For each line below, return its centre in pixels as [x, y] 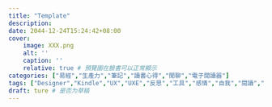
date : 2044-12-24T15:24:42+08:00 [65, 31]
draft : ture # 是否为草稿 [49, 91]
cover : [19, 38]
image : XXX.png [49, 46]
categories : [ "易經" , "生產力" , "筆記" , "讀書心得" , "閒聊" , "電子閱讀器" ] [119, 76]
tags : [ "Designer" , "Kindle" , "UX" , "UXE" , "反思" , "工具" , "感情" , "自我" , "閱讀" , [135, 83]
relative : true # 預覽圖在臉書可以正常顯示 [90, 68]
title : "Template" [39, 16]
